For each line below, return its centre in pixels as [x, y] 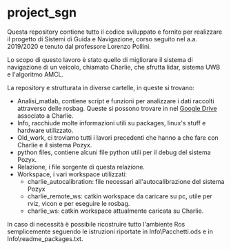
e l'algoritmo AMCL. [36, 74]
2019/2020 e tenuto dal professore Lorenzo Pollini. [79, 46]
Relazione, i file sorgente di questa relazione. [81, 167]
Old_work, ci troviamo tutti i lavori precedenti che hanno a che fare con [118, 137]
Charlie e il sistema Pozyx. [54, 145]
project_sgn [42, 13]
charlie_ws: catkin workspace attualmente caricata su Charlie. [115, 211]
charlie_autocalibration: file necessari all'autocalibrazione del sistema [126, 181]
